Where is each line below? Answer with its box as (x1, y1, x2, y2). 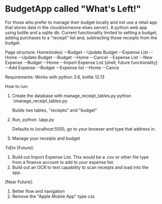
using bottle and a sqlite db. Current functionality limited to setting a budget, (5, 29, 158, 35)
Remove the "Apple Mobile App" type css (12, 193, 95, 199)
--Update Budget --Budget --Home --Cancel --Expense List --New (18, 54, 153, 60)
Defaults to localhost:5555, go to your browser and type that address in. (12, 126, 156, 131)
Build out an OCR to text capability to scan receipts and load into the (12, 164, 149, 170)
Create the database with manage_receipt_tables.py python (12, 93, 131, 99)
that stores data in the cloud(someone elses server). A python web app (5, 24, 147, 30)
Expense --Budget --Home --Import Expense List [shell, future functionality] (5, 59, 158, 65)
